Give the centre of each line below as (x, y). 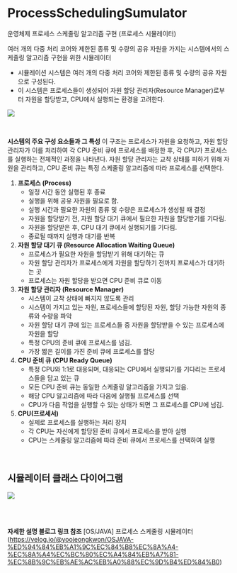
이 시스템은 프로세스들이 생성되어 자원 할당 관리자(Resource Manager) (115, 90)
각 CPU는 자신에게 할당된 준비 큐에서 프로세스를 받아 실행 (107, 431)
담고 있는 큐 (63, 378)
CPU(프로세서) (38, 413)
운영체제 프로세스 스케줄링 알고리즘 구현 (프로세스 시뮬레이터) (92, 33)
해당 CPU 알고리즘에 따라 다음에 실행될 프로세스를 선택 (104, 396)
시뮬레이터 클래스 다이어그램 (65, 478)
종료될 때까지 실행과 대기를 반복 (71, 236)
